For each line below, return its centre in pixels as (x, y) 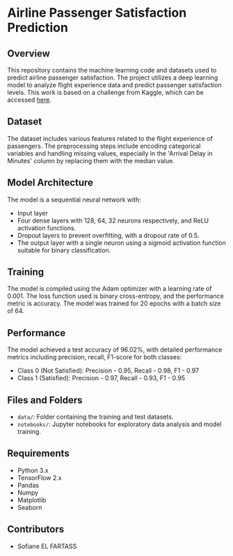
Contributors (36, 529)
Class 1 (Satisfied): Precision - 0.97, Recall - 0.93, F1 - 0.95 (101, 378)
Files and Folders (45, 400)
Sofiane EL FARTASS (47, 546)
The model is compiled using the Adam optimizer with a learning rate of (110, 289)
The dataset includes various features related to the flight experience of (110, 138)
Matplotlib (32, 499)
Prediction (38, 28)
